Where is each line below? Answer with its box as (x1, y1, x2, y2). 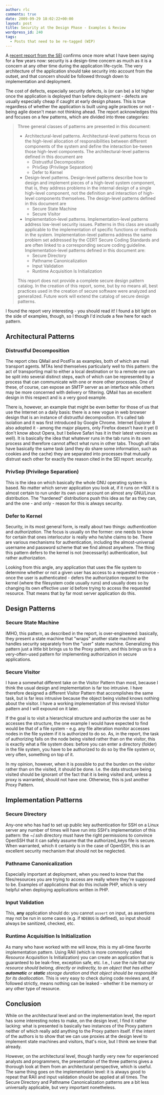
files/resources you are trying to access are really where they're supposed (5, 877, 156, 882)
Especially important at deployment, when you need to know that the (5, 871, 144, 877)
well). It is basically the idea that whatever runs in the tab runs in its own (5, 435, 151, 441)
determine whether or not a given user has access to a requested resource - (5, 570, 159, 576)
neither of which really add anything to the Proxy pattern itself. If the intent (5, 1028, 155, 1034)
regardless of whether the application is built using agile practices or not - (5, 103, 155, 109)
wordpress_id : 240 (5, 30, 43, 35)
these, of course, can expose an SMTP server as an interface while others (5, 384, 155, 390)
